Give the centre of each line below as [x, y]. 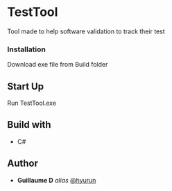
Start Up [25, 86]
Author [23, 164]
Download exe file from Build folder [58, 65]
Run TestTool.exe [32, 103]
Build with [29, 125]
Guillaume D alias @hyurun [57, 180]
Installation [27, 49]
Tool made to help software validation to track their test [86, 31]
